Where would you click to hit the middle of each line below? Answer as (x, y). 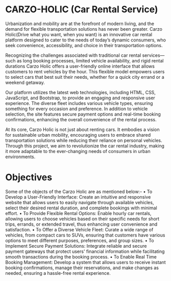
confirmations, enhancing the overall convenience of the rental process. (81, 119)
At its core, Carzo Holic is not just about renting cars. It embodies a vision (82, 129)
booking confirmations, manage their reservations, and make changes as (82, 268)
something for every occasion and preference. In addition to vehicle (77, 109)
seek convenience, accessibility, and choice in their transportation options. (84, 45)
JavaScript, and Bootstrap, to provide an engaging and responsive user (80, 98)
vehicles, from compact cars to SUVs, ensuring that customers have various (85, 235)
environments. (20, 157)
